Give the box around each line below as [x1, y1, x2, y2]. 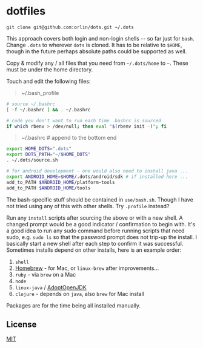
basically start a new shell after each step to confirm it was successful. [6, 240, 184, 247]
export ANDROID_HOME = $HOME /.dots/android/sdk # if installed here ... [6, 174, 188, 180]
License [6, 319, 37, 329]
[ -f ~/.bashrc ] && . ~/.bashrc [6, 107, 91, 113]
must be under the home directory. [6, 65, 93, 73]
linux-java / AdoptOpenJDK [15, 283, 87, 291]
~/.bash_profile [21, 89, 59, 96]
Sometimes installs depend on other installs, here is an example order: [6, 246, 182, 254]
